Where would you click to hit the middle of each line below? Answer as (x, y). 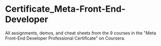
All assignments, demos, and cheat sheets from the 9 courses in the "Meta (80, 33)
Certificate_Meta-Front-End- (65, 9)
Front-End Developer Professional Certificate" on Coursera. (65, 38)
